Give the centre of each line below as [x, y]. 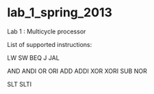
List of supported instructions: [50, 44]
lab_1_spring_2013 [60, 13]
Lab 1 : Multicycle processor [47, 31]
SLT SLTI [20, 84]
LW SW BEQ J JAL [33, 58]
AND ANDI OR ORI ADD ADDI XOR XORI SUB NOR [77, 71]
